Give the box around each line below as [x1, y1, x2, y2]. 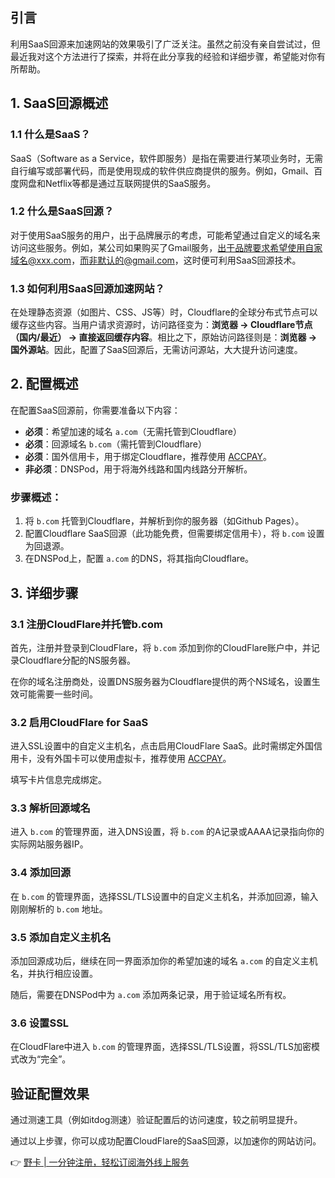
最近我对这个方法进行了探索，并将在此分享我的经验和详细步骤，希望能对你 [10, 50, 317, 62]
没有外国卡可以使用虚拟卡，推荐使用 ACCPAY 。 [36, 753, 232, 765]
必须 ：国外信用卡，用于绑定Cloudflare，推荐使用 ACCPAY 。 [24, 450, 272, 462]
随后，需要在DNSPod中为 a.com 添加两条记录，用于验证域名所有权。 [10, 989, 292, 1001]
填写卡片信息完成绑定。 [10, 774, 107, 786]
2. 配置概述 [10, 376, 79, 393]
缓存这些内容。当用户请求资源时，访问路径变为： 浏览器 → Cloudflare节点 [10, 319, 313, 331]
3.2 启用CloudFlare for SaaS [10, 715, 149, 729]
